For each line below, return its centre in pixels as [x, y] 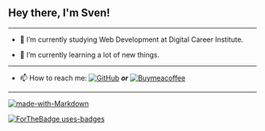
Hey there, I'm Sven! [59, 13]
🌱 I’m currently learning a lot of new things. [90, 54]
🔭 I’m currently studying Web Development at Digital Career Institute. [131, 39]
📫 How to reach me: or [74, 77]
